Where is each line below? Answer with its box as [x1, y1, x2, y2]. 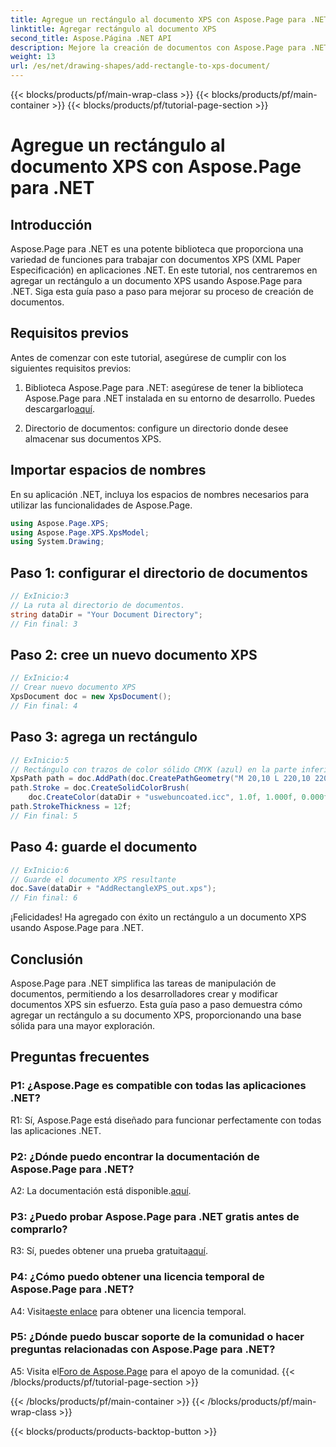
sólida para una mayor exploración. [10, 1019, 156, 1031]
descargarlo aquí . [24, 402, 95, 415]
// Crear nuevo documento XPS [10, 682, 137, 693]
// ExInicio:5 [10, 755, 70, 765]
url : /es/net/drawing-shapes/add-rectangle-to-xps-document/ [10, 61, 271, 71]
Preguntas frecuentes [10, 1049, 150, 1066]
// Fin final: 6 [10, 893, 78, 903]
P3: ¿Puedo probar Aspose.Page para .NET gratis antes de [10, 1209, 300, 1223]
